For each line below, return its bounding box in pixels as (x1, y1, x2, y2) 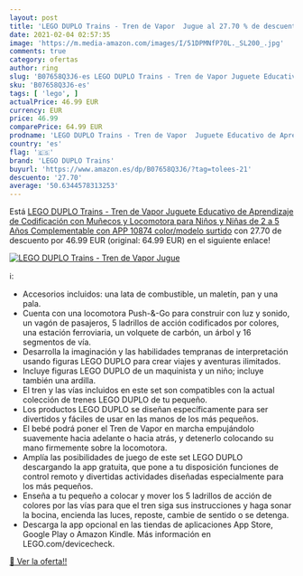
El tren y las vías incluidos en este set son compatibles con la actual (22, 385, 275, 396)
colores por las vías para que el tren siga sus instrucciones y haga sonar (22, 500, 292, 511)
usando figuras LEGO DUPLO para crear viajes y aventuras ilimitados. (22, 356, 281, 367)
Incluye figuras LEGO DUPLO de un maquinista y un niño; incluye (22, 365, 264, 376)
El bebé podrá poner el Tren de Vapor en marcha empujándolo (22, 423, 255, 434)
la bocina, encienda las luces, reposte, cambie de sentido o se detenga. (22, 510, 289, 521)
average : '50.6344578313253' (9, 182, 119, 191)
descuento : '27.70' (9, 173, 83, 182)
